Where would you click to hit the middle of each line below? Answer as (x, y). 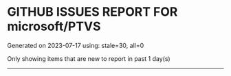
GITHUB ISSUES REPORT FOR (92, 12)
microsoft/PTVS (54, 26)
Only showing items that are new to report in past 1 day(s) (89, 58)
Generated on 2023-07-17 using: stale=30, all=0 (76, 45)
